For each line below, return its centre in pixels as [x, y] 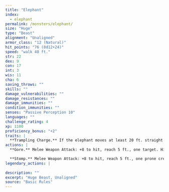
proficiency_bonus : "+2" [31, 131]
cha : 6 [12, 80]
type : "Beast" [20, 33]
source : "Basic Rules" [29, 182]
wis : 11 [13, 75]
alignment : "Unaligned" [30, 38]
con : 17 [13, 66]
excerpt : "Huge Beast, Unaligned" [41, 177]
